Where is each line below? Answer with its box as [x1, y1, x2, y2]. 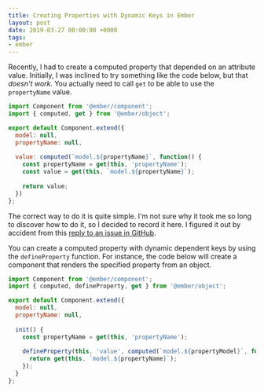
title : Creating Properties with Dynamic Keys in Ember [8, 11, 195, 20]
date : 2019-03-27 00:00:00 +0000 [8, 26, 118, 34]
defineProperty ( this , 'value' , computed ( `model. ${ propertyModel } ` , [22, 347, 247, 356]
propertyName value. [8, 87, 72, 97]
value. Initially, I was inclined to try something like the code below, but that [8, 71, 249, 80]
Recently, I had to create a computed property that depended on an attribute [8, 62, 256, 71]
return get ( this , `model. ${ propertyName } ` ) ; [28, 355, 178, 363]
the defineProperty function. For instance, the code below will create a [8, 251, 237, 261]
